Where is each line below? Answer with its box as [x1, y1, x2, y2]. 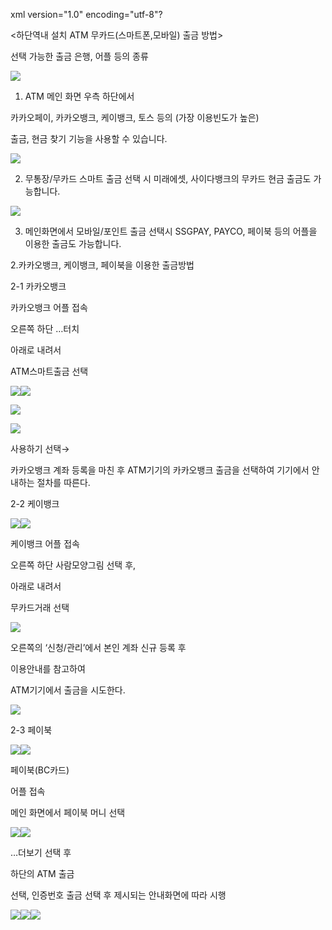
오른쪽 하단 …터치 [10, 323, 80, 334]
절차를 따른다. [36, 477, 91, 488]
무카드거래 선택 [10, 602, 70, 613]
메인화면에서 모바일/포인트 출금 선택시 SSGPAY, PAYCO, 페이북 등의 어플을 [24, 225, 318, 237]
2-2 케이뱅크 [10, 498, 60, 509]
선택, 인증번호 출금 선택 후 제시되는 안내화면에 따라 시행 [10, 889, 227, 901]
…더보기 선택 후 [10, 847, 72, 858]
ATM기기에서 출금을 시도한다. [10, 684, 126, 696]
